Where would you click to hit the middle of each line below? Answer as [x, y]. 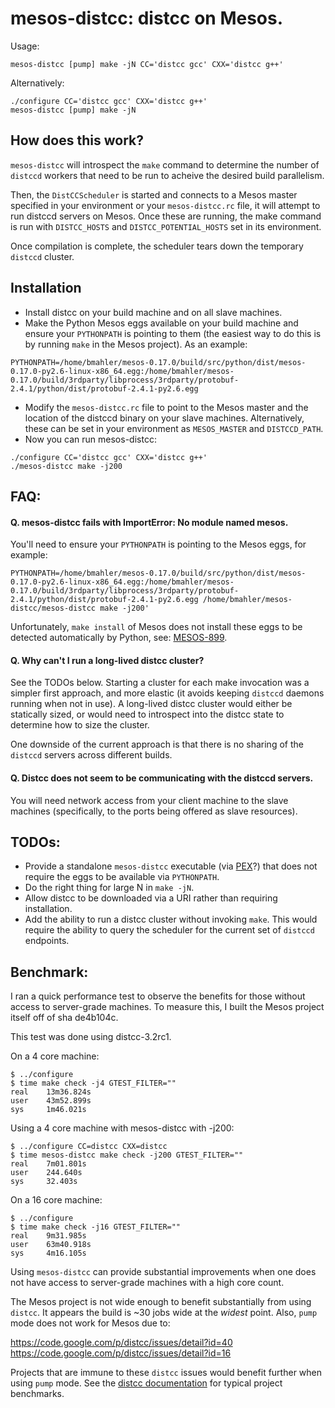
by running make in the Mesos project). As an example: [136, 344]
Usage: [25, 46]
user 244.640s [46, 1173]
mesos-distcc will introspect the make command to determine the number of [165, 164]
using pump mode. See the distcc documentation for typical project [146, 1383]
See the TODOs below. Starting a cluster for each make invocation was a [160, 683]
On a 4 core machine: [55, 1056]
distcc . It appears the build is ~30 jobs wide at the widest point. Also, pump [164, 1313]
